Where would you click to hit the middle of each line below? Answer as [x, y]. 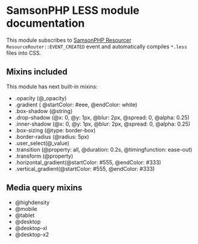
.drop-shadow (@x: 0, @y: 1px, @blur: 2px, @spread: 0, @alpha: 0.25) [102, 117]
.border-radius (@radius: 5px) [52, 136]
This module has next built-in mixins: [52, 86]
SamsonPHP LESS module [73, 11]
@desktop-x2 [32, 234]
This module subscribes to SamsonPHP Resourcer [69, 40]
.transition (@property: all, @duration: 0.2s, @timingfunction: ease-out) [104, 149]
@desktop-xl [31, 228]
